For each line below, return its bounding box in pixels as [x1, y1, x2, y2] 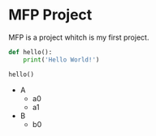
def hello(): [8, 48, 53, 56]
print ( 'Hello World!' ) [23, 55, 100, 64]
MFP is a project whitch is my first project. [8, 32, 149, 42]
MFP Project [8, 6, 93, 24]
